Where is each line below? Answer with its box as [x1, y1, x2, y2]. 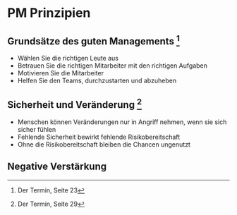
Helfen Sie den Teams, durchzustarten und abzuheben [17, 76, 177, 85]
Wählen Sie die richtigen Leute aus [17, 54, 119, 62]
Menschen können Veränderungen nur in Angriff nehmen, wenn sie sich [17, 118, 227, 126]
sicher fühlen [17, 125, 56, 133]
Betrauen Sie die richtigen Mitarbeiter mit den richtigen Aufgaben [17, 61, 208, 70]
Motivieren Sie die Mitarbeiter [17, 69, 104, 77]
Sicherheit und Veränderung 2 [7, 97, 142, 111]
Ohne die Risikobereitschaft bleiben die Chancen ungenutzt [17, 140, 190, 149]
